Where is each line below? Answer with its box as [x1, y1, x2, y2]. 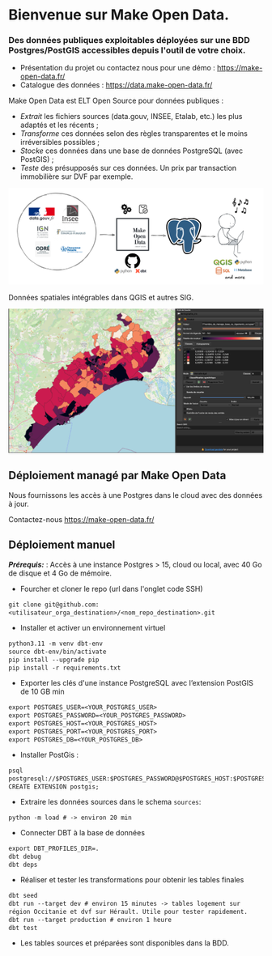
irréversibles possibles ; [19, 138, 100, 147]
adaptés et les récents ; [19, 120, 99, 130]
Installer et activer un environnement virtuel [19, 622, 166, 632]
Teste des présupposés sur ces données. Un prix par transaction [19, 164, 237, 173]
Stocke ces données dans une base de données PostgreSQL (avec [19, 146, 244, 155]
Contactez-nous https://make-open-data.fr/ [8, 514, 155, 524]
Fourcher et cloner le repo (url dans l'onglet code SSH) [19, 584, 204, 593]
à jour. [8, 499, 30, 508]
